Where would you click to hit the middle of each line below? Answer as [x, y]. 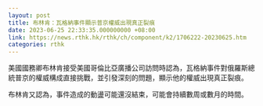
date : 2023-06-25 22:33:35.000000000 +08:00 [82, 30]
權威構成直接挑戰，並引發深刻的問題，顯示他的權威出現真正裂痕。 [141, 78]
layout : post [29, 15]
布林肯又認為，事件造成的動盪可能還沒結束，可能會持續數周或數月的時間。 [128, 94]
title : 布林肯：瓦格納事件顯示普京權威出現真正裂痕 [81, 23]
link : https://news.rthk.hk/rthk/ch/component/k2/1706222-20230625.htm [127, 37]
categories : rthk [36, 45]
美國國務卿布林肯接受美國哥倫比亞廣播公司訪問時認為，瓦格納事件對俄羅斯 [128, 68]
